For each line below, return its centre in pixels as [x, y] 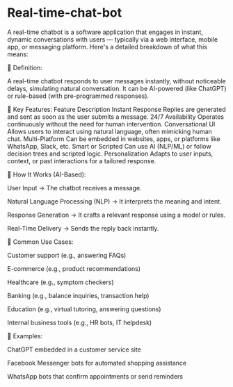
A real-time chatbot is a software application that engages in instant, [105, 32]
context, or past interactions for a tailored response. [82, 160]
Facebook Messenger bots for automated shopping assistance [97, 363]
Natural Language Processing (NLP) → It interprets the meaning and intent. [114, 201]
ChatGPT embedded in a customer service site [74, 349]
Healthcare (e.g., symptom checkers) [61, 282]
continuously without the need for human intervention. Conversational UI [111, 124]
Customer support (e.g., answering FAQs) [67, 255]
